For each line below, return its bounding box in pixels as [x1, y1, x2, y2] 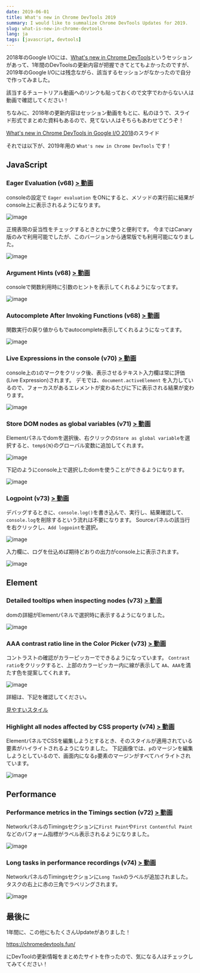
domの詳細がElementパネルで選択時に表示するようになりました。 [6, 611, 168, 618]
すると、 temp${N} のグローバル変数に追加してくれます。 [11, 442, 147, 449]
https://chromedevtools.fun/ [6, 941, 76, 948]
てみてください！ [6, 960, 48, 968]
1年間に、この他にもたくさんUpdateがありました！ [6, 929, 131, 936]
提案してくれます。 [26, 669, 73, 676]
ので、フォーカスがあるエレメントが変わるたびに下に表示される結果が [11, 384, 184, 391]
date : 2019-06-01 [6, 8, 50, 15]
